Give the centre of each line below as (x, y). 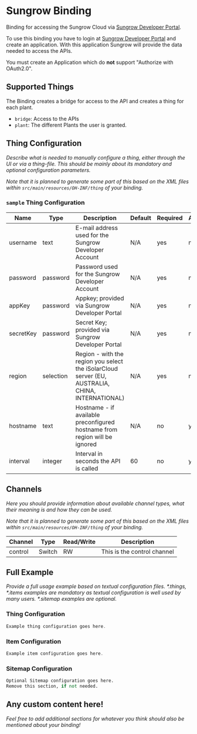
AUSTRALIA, (93, 383)
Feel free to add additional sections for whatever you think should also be (95, 718)
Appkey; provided (100, 298)
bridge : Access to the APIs (47, 119)
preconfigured (95, 422)
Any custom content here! (55, 704)
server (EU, (91, 376)
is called (87, 468)
